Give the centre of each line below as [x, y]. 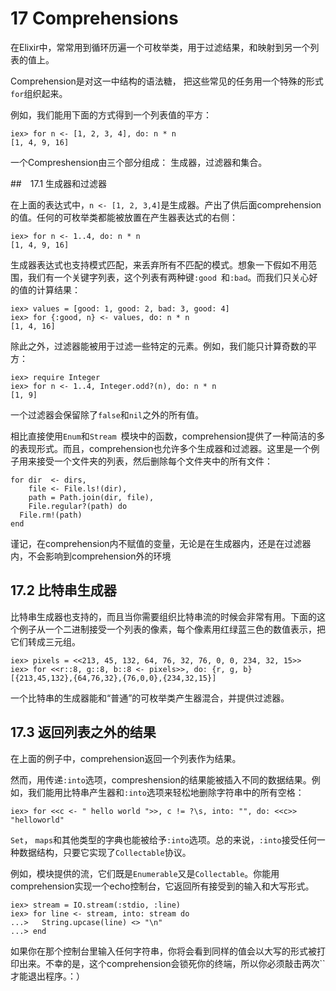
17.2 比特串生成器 [63, 590]
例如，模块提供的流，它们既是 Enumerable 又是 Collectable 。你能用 [145, 873]
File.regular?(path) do [78, 506]
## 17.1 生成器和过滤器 [59, 183]
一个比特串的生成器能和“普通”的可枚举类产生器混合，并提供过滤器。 [150, 698]
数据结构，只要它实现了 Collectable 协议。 [105, 852]
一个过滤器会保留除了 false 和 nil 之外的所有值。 [107, 414]
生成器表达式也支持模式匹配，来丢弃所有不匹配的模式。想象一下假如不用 [159, 264]
